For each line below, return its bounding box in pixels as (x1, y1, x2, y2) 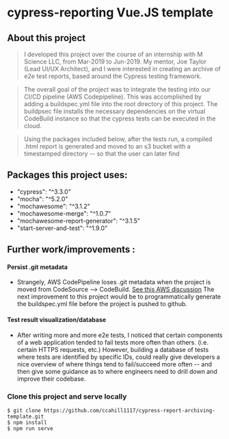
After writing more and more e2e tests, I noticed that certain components (16, 331, 223, 339)
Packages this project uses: (7, 169, 128, 181)
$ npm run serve (7, 425, 53, 432)
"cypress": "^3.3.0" (16, 187, 72, 196)
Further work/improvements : (7, 244, 135, 255)
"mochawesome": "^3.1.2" (16, 202, 91, 210)
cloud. (23, 122, 42, 129)
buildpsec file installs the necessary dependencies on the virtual (23, 108, 206, 115)
